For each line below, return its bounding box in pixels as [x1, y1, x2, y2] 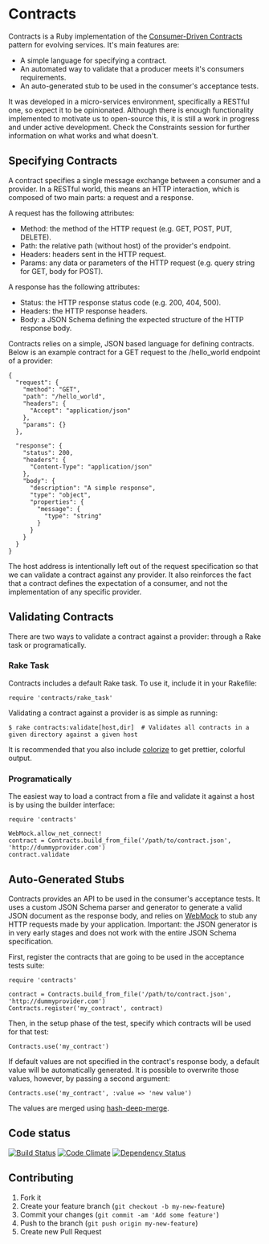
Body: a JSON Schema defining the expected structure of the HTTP [19, 314, 244, 324]
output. [8, 753, 32, 763]
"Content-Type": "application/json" [29, 463, 153, 471]
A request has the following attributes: [8, 208, 135, 218]
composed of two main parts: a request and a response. [8, 192, 194, 202]
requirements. [19, 72, 67, 82]
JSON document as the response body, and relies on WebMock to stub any [8, 910, 258, 920]
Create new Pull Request [19, 1226, 102, 1236]
